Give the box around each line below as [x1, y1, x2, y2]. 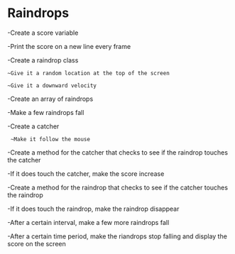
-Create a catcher [7, 122, 60, 131]
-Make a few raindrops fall [7, 108, 84, 116]
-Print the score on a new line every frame [7, 42, 131, 50]
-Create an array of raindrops [7, 94, 94, 103]
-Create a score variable [7, 28, 79, 37]
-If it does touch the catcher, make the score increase [7, 169, 165, 178]
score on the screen [7, 239, 66, 248]
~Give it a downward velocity [7, 82, 97, 89]
